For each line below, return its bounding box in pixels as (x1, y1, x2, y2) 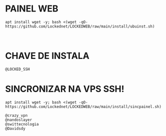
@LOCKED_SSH (5, 66, 30, 71)
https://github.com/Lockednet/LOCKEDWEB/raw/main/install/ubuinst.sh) (5, 23, 155, 29)
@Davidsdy (5, 126, 26, 131)
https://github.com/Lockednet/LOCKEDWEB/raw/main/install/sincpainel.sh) (5, 104, 162, 109)
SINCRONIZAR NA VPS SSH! (5, 83, 125, 95)
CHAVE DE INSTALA (5, 50, 90, 61)
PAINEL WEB (5, 3, 58, 14)
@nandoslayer (5, 117, 32, 122)
